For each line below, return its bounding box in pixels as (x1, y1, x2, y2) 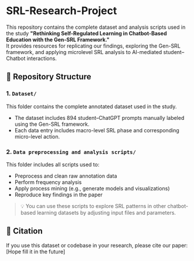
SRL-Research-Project (6, 4, 117, 18)
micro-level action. (14, 133, 60, 140)
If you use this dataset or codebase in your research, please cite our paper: (6, 242, 188, 249)
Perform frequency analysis (14, 178, 82, 186)
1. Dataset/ (6, 89, 37, 98)
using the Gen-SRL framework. (14, 121, 90, 128)
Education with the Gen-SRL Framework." (6, 36, 110, 43)
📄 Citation (6, 226, 43, 236)
